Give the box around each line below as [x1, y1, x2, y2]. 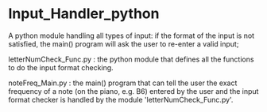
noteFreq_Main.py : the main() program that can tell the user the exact [8, 78, 238, 88]
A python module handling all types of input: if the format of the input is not [8, 31, 255, 40]
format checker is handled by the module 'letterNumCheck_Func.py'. [8, 95, 234, 104]
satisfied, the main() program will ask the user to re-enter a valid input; [8, 39, 239, 48]
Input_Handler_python [8, 5, 160, 23]
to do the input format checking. [8, 62, 114, 72]
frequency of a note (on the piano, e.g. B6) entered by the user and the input [8, 86, 259, 95]
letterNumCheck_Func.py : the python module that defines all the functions [8, 54, 254, 64]
